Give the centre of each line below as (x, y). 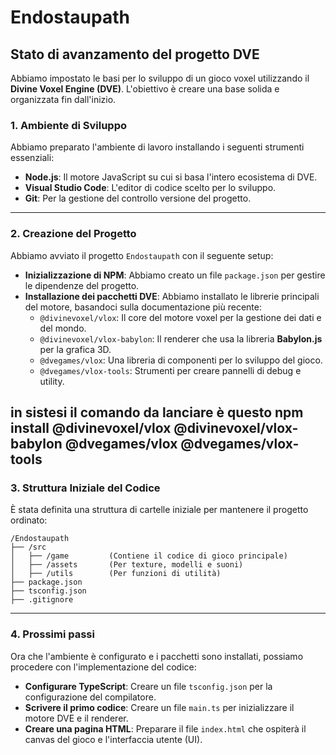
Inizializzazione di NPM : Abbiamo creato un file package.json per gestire (175, 275)
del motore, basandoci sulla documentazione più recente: (143, 307)
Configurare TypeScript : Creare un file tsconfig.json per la (148, 686)
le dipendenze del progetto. (82, 285)
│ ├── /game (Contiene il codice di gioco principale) (149, 556)
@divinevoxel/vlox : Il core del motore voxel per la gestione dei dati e (180, 317)
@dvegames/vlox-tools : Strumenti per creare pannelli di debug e (170, 370)
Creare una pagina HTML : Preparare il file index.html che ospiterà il (165, 728)
